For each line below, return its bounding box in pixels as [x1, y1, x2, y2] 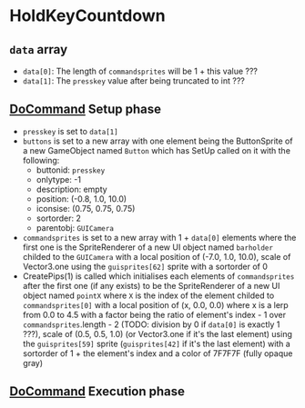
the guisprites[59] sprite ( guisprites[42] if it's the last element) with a [22, 338, 291, 349]
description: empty [36, 184, 107, 194]
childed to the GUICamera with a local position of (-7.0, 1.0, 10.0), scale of [22, 251, 291, 262]
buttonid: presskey [36, 164, 106, 175]
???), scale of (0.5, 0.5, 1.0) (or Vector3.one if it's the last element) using [22, 328, 293, 339]
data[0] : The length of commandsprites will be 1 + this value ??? [22, 65, 258, 76]
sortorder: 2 [36, 213, 82, 224]
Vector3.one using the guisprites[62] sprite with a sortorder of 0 [22, 261, 269, 272]
